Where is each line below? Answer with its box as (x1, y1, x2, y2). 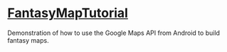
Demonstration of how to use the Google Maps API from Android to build (7, 28, 221, 37)
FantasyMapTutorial (7, 5, 128, 21)
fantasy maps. (7, 36, 49, 44)
